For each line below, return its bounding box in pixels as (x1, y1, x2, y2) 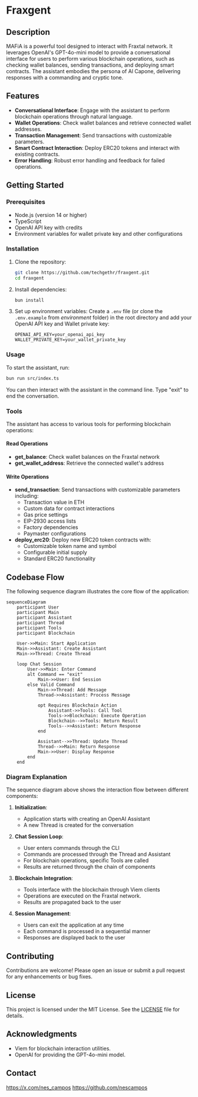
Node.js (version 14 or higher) (14, 211, 87, 218)
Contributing (6, 951, 54, 961)
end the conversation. (6, 392, 60, 399)
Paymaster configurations (23, 530, 87, 537)
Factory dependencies (23, 524, 78, 531)
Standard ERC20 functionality (23, 555, 96, 562)
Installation (6, 245, 39, 253)
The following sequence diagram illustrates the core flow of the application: (6, 588, 190, 595)
